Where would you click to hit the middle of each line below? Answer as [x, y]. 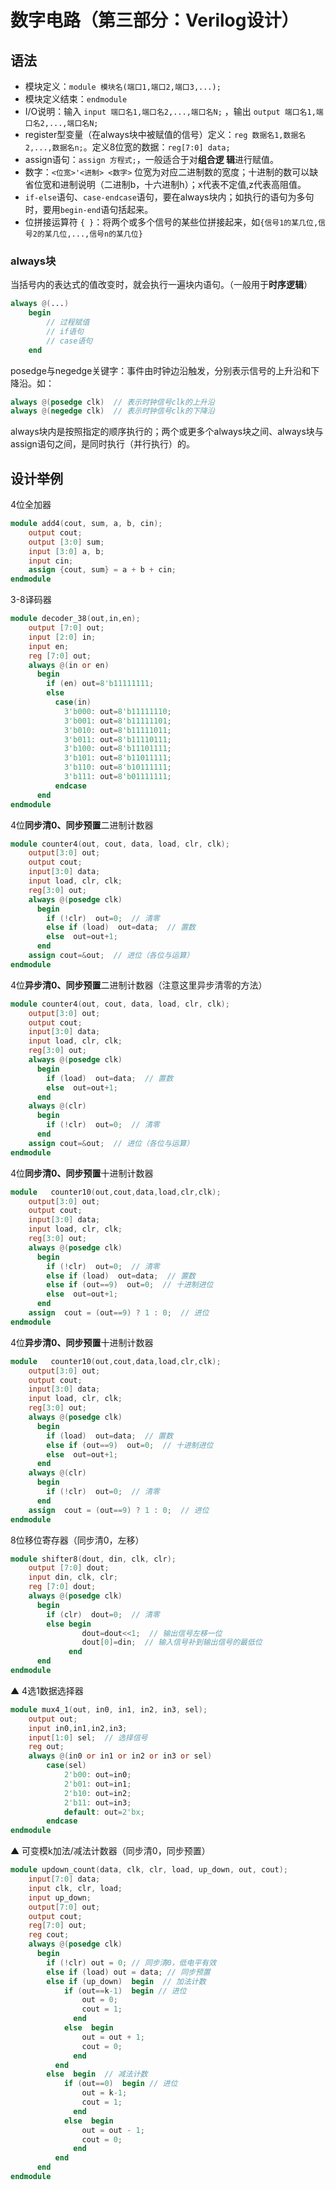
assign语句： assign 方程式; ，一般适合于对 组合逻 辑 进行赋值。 [151, 159]
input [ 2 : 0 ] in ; [62, 637]
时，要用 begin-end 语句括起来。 [89, 209]
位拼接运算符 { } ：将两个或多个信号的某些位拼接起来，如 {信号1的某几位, [171, 222]
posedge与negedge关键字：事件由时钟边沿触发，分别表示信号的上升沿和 [161, 370]
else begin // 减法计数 [97, 2074]
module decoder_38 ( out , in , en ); [75, 619]
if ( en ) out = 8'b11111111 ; [100, 684]
